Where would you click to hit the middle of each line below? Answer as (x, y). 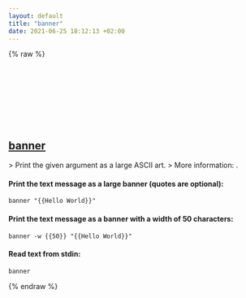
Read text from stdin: (45, 254)
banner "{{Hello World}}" (52, 201)
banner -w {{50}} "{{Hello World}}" (70, 236)
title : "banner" (36, 24)
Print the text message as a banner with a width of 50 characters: (121, 218)
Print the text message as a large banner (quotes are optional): (116, 184)
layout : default (36, 16)
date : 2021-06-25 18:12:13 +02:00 (67, 31)
